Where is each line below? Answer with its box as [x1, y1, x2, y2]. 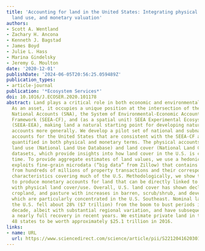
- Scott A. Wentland [6, 26, 59, 32]
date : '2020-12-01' [6, 65, 56, 72]
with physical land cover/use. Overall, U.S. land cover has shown [12, 185, 187, 191]
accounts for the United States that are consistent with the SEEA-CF [12, 133, 195, 140]
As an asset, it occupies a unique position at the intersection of [12, 105, 190, 111]
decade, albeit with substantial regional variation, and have [12, 207, 176, 213]
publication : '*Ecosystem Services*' [6, 88, 103, 94]
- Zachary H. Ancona [6, 32, 59, 38]
